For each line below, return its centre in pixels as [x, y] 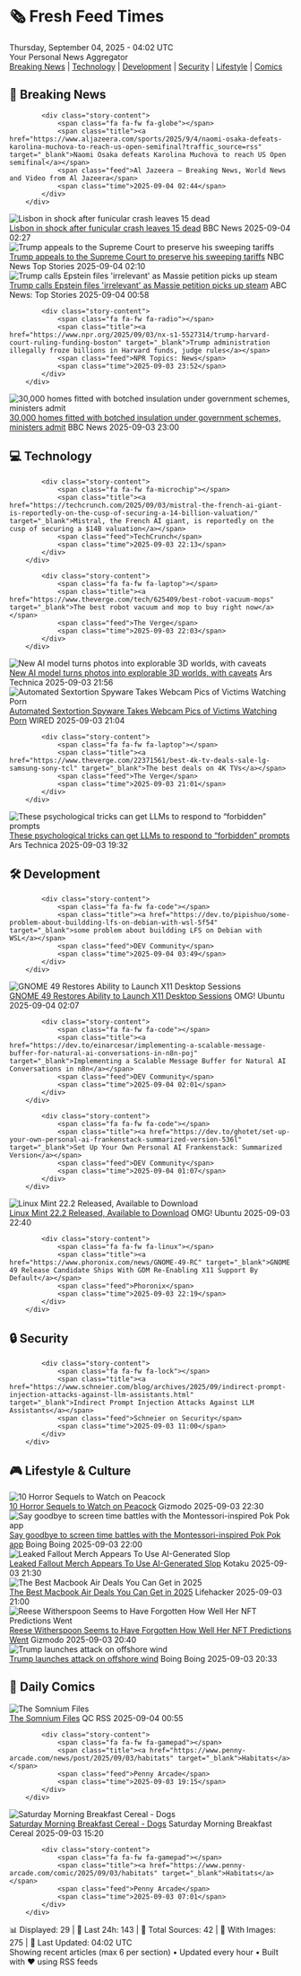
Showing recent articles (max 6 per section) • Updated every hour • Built [144, 1952]
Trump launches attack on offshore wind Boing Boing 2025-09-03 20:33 [143, 1659]
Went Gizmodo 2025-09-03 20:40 [73, 1639]
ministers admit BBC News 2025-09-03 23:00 [95, 427]
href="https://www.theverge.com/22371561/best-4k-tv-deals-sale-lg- [140, 760]
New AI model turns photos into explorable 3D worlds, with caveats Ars [141, 672]
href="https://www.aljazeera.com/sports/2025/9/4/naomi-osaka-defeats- [146, 139]
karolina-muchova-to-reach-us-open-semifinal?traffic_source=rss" [136, 147]
